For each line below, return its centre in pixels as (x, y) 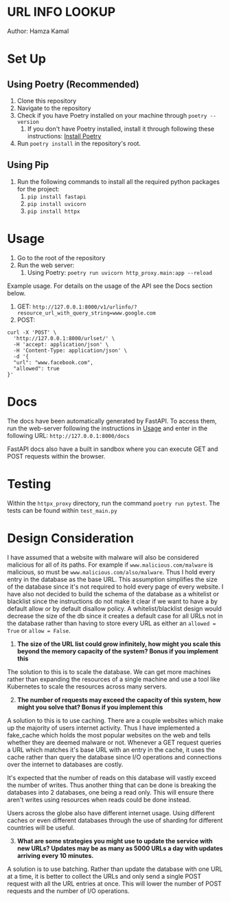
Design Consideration (70, 538)
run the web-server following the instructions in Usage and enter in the (107, 428)
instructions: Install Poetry (64, 136)
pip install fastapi (57, 197)
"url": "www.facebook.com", (54, 362)
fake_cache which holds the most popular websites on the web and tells (109, 735)
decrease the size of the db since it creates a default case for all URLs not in (115, 616)
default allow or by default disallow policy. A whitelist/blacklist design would (114, 608)
